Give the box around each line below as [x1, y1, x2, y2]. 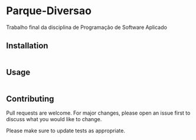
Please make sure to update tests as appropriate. [6, 127, 126, 134]
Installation [6, 41, 48, 51]
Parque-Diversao [6, 4, 92, 18]
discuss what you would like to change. [6, 116, 102, 123]
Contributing [6, 93, 54, 104]
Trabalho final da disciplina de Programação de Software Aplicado [6, 24, 167, 31]
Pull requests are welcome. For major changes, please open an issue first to [6, 109, 191, 116]
